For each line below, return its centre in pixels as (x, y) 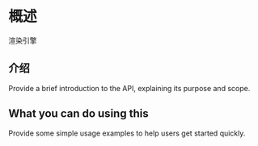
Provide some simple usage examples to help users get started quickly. (127, 133)
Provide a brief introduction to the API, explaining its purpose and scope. (129, 88)
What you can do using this (78, 114)
